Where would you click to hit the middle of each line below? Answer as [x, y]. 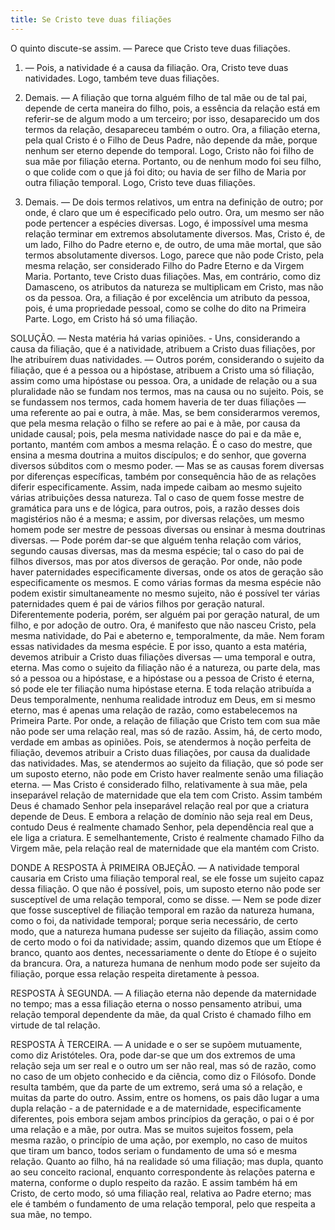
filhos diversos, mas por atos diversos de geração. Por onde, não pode [156, 561]
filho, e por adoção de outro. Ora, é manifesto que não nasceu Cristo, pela [163, 625]
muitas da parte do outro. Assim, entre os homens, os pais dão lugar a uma [165, 1097]
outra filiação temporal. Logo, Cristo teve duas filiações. [140, 182]
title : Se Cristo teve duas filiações [91, 19]
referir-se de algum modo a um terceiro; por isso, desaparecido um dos [172, 118]
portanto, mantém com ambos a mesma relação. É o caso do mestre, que [161, 444]
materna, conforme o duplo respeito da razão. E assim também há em [154, 1182]
